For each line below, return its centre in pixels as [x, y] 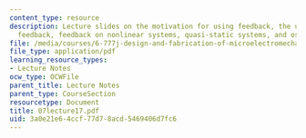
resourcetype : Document [55, 102]
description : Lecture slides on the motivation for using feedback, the [150, 26]
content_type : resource [55, 18]
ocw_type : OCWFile [44, 77]
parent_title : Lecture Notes [65, 85]
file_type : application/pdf [63, 52]
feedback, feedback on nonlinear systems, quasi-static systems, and [152, 34]
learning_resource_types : [58, 60]
